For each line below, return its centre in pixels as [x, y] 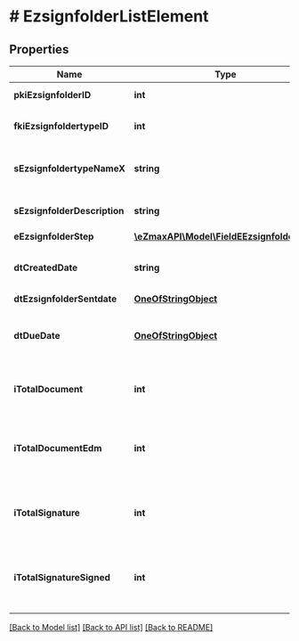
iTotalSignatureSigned [62, 577]
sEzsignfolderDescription [69, 211]
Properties [39, 49]
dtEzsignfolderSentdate [65, 299]
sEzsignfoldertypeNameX [70, 168]
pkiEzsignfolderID [53, 95]
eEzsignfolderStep [54, 236]
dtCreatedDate [46, 267]
